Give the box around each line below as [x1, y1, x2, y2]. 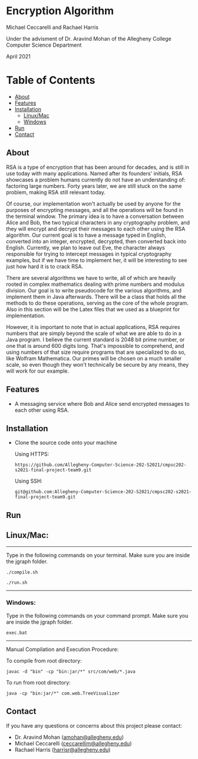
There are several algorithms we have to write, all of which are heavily [6, 274, 176, 281]
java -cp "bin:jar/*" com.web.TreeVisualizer [6, 690, 120, 696]
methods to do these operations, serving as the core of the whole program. [6, 299, 189, 307]
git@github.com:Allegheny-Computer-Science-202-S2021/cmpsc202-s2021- [14, 489, 192, 495]
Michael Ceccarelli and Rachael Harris [6, 24, 99, 31]
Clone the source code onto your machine [14, 439, 117, 447]
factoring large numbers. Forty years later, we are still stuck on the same [6, 182, 182, 190]
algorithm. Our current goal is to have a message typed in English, [6, 232, 167, 239]
